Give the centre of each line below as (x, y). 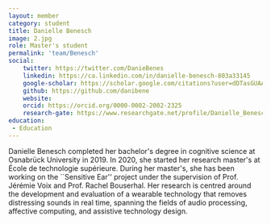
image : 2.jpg (30, 38)
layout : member (34, 16)
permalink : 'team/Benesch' (54, 53)
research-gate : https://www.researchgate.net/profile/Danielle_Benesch (146, 114)
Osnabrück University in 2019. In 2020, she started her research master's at (134, 160)
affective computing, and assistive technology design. (98, 211)
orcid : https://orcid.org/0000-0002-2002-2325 (102, 106)
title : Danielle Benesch (50, 31)
